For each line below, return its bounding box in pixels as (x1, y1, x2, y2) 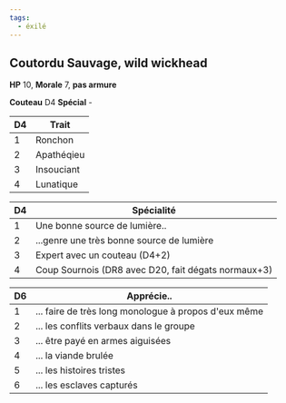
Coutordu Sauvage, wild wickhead (9, 55, 208, 71)
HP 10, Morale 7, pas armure (9, 79, 117, 91)
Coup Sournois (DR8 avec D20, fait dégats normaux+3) (35, 264, 273, 277)
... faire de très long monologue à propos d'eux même (35, 305, 263, 318)
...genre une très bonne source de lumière (35, 234, 214, 247)
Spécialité (132, 204, 177, 217)
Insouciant (35, 163, 80, 176)
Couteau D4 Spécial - (9, 97, 93, 108)
